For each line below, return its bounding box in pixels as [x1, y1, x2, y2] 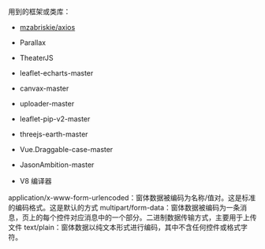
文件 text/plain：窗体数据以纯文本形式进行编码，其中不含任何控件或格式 [8, 223, 241, 232]
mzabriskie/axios [19, 23, 76, 32]
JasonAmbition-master [19, 160, 95, 169]
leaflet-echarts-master [19, 69, 94, 77]
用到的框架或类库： [8, 7, 71, 16]
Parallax [19, 38, 47, 47]
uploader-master [19, 99, 75, 108]
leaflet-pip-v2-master [19, 114, 91, 124]
